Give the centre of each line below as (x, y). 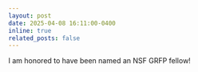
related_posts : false (44, 38)
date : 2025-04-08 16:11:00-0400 (62, 23)
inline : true (30, 30)
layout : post (30, 16)
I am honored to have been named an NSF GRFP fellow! (100, 61)
